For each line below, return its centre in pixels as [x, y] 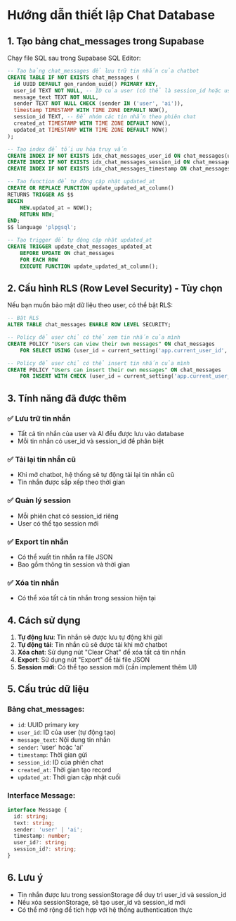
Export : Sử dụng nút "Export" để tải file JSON [84, 660]
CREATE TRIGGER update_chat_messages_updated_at [80, 247]
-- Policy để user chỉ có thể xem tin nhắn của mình [94, 338]
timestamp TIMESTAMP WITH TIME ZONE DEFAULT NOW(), [91, 110]
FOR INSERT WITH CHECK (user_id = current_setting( [97, 376]
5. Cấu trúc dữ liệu [48, 690]
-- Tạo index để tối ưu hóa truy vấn [67, 149]
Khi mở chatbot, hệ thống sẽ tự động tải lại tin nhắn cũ [96, 475]
